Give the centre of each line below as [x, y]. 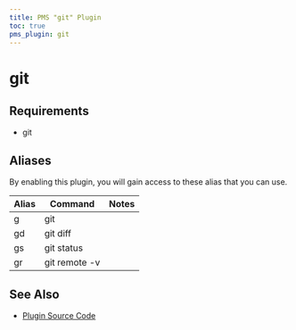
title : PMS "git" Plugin [55, 17]
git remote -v [72, 262]
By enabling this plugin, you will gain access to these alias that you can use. [148, 182]
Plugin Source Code [59, 316]
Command [72, 204]
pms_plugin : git [39, 34]
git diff [58, 234]
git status [63, 248]
